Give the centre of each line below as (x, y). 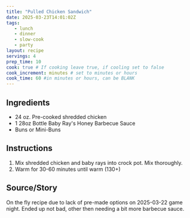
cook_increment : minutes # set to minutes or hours (72, 73)
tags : (13, 23)
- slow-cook (29, 39)
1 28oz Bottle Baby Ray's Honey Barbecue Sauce (75, 123)
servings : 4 (21, 56)
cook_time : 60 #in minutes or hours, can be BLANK (71, 78)
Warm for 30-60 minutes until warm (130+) (68, 169)
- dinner (25, 34)
